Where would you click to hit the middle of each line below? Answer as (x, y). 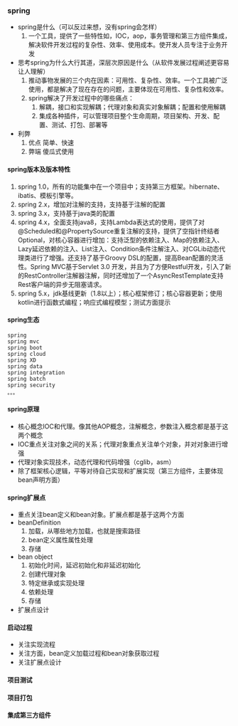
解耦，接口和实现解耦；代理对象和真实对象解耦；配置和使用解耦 (132, 107)
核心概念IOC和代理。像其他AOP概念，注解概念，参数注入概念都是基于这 (123, 426)
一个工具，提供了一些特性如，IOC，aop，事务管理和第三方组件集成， (130, 36)
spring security (31, 385)
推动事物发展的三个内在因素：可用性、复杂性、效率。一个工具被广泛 (128, 80)
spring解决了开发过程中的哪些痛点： (81, 98)
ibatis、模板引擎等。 (48, 195)
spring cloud (27, 354)
